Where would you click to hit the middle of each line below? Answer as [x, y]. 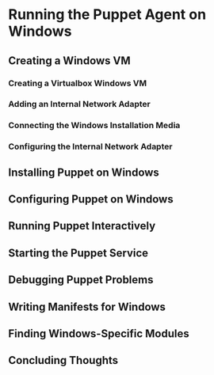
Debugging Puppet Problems [81, 280]
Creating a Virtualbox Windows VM [78, 83]
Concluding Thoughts [63, 360]
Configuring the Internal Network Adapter [90, 146]
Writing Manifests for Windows [87, 307]
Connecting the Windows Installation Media [94, 126]
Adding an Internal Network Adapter [79, 104]
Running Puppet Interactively [82, 226]
